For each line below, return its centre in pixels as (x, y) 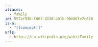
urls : (11, 32)
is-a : (11, 23)
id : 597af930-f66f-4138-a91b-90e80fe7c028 (49, 19)
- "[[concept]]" (26, 28)
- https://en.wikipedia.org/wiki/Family (51, 37)
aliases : (14, 10)
